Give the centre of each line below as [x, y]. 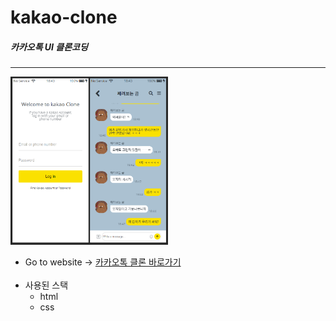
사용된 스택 [46, 285]
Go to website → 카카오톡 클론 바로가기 [103, 262]
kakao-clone [64, 17]
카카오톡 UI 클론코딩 [49, 47]
